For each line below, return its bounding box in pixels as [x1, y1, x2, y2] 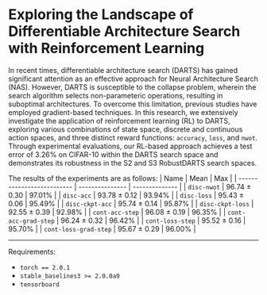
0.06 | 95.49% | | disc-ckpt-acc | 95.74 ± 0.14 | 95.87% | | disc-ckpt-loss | [8, 198, 254, 208]
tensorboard [19, 280, 60, 289]
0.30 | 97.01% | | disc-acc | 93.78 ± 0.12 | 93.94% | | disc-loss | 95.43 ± [8, 190, 245, 200]
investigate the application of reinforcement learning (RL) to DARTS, [8, 116, 230, 125]
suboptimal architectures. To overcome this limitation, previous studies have [8, 99, 257, 109]
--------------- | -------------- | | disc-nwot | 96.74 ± [78, 182, 252, 191]
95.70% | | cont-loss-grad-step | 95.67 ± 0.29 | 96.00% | [8, 224, 196, 233]
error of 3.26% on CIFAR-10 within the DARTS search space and [8, 149, 219, 159]
